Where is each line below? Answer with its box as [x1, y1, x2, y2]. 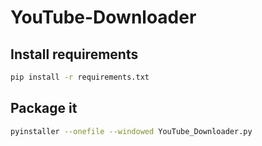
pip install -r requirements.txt [10, 72, 150, 82]
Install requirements [10, 46, 139, 63]
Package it [10, 100, 78, 117]
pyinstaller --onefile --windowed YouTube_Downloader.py [10, 126, 253, 136]
